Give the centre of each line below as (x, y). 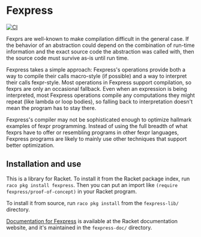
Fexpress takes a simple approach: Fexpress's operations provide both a (96, 69)
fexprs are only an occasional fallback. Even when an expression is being (97, 88)
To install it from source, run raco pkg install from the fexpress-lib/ (92, 203)
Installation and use (44, 164)
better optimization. (30, 145)
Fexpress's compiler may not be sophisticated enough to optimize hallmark (99, 119)
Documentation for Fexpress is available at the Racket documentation (92, 221)
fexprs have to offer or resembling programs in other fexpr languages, (92, 132)
